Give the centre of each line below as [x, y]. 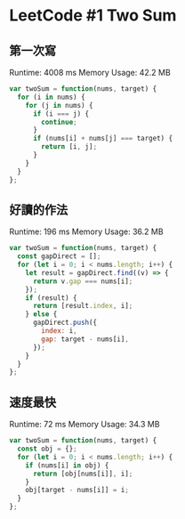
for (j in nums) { [59, 105]
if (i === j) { [61, 114]
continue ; [59, 122]
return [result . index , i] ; [83, 306]
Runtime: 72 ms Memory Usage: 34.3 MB [84, 425]
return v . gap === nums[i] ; [83, 281]
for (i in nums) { [52, 97]
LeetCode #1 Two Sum [93, 16]
